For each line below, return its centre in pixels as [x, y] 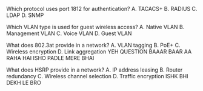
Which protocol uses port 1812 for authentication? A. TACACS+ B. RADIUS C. [102, 9]
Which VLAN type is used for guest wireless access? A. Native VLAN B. [95, 27]
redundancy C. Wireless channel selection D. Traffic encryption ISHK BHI [97, 76]
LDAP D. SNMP [25, 15]
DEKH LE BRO [24, 83]
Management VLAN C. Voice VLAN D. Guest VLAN [69, 33]
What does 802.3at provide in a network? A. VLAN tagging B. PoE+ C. [93, 45]
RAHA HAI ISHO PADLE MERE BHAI [50, 58]
